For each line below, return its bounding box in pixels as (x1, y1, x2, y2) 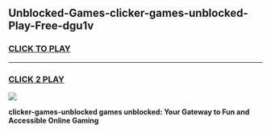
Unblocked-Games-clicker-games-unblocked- (8, 6, 248, 20)
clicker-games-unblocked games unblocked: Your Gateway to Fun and (8, 106, 250, 116)
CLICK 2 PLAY (8, 73, 65, 85)
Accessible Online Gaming (8, 115, 99, 125)
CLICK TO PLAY (8, 44, 71, 55)
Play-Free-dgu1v (8, 19, 94, 33)
